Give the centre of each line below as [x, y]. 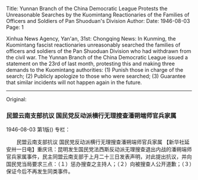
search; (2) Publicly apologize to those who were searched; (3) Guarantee [96, 76]
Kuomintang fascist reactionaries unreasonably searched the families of [93, 45]
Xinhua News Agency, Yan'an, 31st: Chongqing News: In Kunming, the [91, 39]
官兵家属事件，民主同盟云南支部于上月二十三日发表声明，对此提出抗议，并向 [99, 157]
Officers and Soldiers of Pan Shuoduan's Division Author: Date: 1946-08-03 [98, 21]
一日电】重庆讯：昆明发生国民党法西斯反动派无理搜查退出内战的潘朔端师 [104, 149]
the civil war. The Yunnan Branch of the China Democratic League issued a [97, 57]
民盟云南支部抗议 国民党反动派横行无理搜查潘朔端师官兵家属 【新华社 [100, 142]
